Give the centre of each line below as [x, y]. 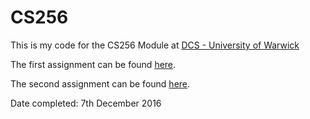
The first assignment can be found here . [93, 64]
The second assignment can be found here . [100, 83]
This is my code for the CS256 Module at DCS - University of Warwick [155, 45]
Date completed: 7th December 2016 [86, 103]
